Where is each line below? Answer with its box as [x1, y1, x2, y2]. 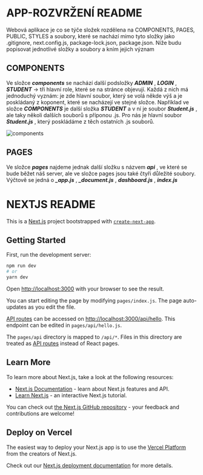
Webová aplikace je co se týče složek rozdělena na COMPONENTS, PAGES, [6, 26, 195, 33]
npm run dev [6, 263, 36, 269]
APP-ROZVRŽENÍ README [6, 6, 142, 20]
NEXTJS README [6, 197, 96, 211]
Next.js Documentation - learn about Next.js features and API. [15, 385, 170, 392]
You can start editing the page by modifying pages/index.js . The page [6, 297, 182, 304]
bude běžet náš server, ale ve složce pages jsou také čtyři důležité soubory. [6, 170, 196, 177]
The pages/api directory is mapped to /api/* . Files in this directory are [6, 333, 182, 340]
